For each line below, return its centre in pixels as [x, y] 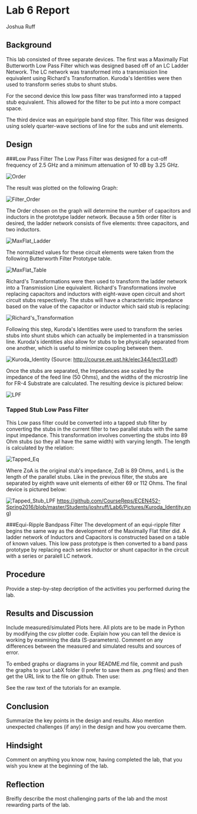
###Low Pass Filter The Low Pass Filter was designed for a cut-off [87, 158]
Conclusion [28, 707]
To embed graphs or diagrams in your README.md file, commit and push [94, 664]
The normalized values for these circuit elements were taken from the [90, 252]
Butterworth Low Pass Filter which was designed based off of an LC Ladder [97, 65]
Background [29, 45]
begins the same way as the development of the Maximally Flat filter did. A [96, 531]
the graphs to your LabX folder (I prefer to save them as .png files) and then [97, 670]
